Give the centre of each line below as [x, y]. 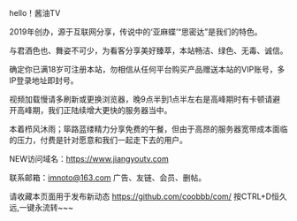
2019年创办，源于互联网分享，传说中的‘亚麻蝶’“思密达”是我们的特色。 [136, 32]
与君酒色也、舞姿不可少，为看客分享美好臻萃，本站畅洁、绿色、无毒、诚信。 [148, 50]
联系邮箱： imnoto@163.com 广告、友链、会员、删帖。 [108, 178]
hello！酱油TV [35, 13]
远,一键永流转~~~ [41, 207]
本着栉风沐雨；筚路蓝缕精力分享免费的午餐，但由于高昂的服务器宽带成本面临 [148, 129]
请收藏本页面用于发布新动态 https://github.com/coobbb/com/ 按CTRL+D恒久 [148, 196]
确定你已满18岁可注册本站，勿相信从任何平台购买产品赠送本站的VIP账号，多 [147, 69]
